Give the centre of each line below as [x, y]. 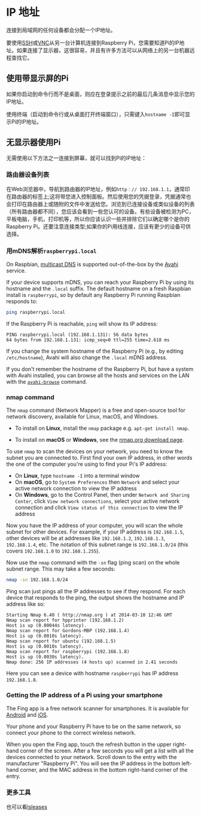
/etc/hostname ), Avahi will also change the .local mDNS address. [87, 357]
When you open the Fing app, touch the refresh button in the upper [89, 744]
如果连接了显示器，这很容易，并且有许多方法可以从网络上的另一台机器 [103, 50]
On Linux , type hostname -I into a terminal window [77, 476]
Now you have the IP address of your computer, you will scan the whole [95, 526]
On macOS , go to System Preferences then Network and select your [97, 482]
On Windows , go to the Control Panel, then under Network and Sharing [102, 495]
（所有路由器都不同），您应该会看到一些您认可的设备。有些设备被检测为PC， [100, 211]
